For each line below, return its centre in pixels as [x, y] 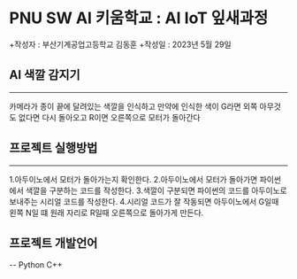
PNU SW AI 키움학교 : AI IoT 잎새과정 [139, 18]
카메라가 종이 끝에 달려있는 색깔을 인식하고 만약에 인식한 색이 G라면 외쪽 [133, 106]
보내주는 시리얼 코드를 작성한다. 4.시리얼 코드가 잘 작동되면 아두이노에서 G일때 [144, 201]
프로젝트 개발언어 [53, 243]
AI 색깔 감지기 [45, 75]
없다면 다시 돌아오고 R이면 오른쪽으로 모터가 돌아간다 [109, 117]
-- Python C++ [36, 265]
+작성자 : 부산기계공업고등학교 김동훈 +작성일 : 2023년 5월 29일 [120, 44]
